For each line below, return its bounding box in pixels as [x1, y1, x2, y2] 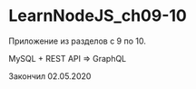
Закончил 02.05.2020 [8, 70, 92, 82]
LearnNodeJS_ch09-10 [8, 5, 187, 26]
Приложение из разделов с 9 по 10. [8, 35, 146, 46]
